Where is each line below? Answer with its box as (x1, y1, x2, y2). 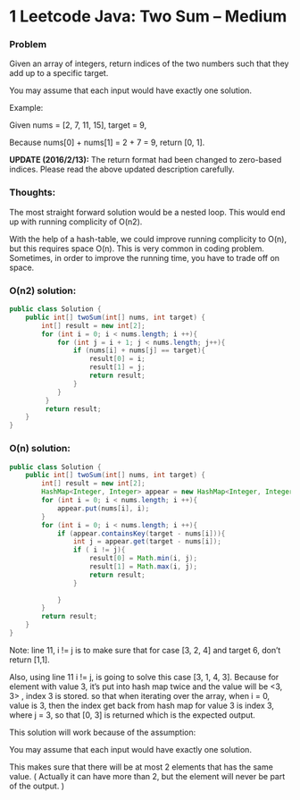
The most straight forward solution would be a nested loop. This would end (9, 206, 286, 217)
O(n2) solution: (9, 284, 77, 297)
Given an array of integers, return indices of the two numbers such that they (9, 58, 289, 69)
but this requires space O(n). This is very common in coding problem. (9, 243, 265, 254)
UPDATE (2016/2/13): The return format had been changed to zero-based (9, 155, 282, 165)
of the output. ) (9, 780, 65, 791)
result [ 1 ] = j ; (88, 363, 146, 372)
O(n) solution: (9, 442, 71, 455)
